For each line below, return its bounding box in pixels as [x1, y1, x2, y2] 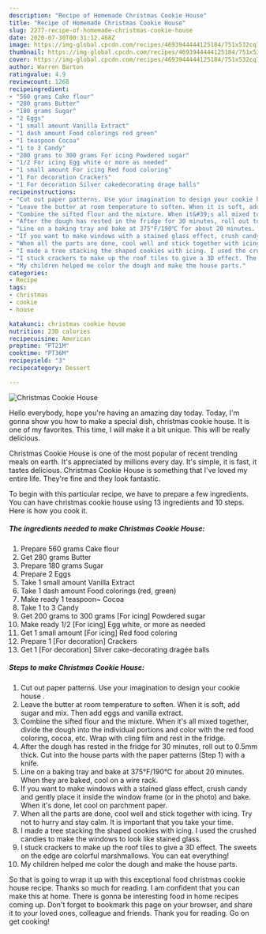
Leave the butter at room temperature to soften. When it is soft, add [20, 699, 240, 709]
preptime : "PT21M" [9, 342, 69, 350]
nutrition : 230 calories [9, 327, 91, 335]
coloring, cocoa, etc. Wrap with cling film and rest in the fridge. [20, 733, 226, 743]
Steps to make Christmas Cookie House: [9, 663, 145, 672]
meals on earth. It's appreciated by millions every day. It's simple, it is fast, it [9, 456, 257, 467]
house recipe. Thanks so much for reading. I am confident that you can [9, 883, 240, 892]
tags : [9, 284, 27, 292]
